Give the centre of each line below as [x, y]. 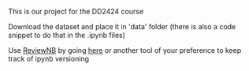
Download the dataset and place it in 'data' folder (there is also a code [122, 26]
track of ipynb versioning [48, 59]
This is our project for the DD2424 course [76, 11]
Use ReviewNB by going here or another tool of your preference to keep [125, 50]
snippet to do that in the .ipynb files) [67, 35]
